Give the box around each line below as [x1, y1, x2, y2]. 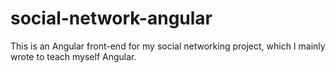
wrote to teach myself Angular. [10, 50, 137, 62]
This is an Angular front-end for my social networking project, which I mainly [10, 40, 326, 52]
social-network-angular [10, 7, 213, 30]
